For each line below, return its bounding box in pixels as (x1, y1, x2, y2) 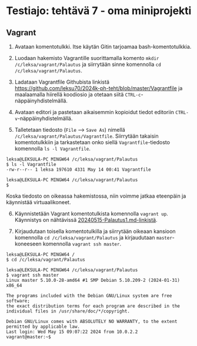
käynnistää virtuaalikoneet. (6, 199, 71, 205)
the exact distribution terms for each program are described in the (6, 303, 181, 309)
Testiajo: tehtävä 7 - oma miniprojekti (6, 4, 192, 18)
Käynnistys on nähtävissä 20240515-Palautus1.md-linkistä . (14, 217, 158, 223)
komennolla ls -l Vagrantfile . (14, 145, 91, 152)
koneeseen (14, 240, 42, 247)
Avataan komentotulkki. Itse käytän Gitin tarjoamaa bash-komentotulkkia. (14, 43, 192, 50)
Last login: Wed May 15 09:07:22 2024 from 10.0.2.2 (6, 329, 138, 335)
